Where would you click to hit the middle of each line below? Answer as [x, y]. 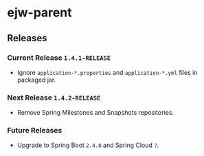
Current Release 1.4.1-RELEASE [59, 58]
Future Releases [35, 131]
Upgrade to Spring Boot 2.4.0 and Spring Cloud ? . [88, 145]
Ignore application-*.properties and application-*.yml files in [107, 72]
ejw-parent [39, 13]
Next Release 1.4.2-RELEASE [54, 98]
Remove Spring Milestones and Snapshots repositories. [95, 113]
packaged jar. [36, 80]
